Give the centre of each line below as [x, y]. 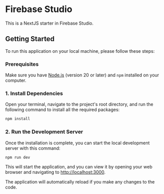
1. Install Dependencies [34, 93]
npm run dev [18, 157]
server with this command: [33, 148]
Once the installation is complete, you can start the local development [77, 143]
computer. [16, 80]
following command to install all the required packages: [62, 110]
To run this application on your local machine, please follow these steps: [80, 51]
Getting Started [30, 39]
